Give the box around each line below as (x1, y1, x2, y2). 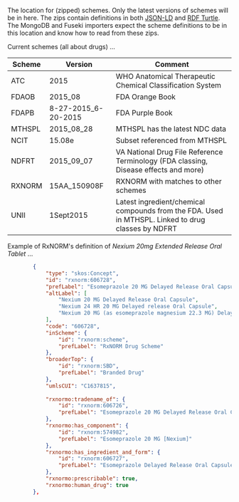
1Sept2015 (49, 210, 88, 220)
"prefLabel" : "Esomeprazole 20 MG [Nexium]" (58, 435, 193, 442)
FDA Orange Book (115, 92, 176, 102)
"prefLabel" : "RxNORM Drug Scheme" (58, 342, 164, 350)
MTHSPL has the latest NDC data (115, 124, 226, 134)
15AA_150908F (49, 181, 105, 191)
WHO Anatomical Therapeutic (115, 71, 216, 81)
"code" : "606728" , (45, 323, 100, 330)
